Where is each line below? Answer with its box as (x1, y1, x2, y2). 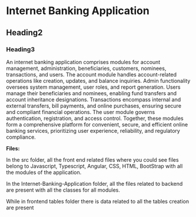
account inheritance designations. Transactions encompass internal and (6, 96, 181, 103)
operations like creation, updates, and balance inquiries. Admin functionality (6, 77, 191, 84)
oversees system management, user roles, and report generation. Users (6, 84, 181, 91)
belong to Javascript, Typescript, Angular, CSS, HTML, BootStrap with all (6, 162, 183, 169)
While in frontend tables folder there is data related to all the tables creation (6, 198, 190, 205)
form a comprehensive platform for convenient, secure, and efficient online (6, 121, 188, 128)
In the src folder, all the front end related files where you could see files (6, 156, 179, 163)
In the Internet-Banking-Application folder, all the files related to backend (6, 180, 183, 187)
